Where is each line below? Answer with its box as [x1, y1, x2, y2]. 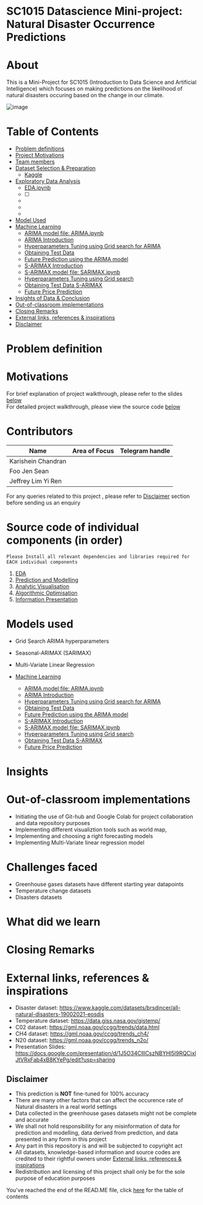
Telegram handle [120, 447, 170, 455]
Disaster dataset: [15, 1004, 58, 1012]
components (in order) [6, 533, 124, 547]
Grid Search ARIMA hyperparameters [15, 637, 109, 645]
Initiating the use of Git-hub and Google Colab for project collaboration [15, 813, 194, 820]
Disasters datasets [15, 894, 62, 901]
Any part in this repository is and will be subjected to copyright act [15, 1142, 183, 1149]
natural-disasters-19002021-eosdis [15, 1010, 105, 1018]
